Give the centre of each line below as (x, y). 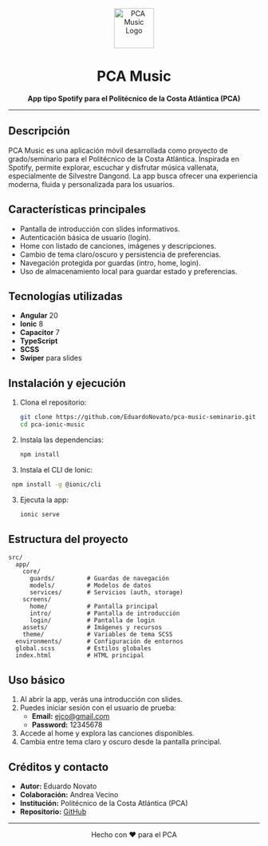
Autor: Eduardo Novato (58, 786)
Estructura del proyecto (69, 539)
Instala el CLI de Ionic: (56, 469)
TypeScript (39, 341)
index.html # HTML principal (80, 656)
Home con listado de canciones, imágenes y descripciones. (118, 245)
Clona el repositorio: (53, 402)
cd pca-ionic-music (52, 425)
